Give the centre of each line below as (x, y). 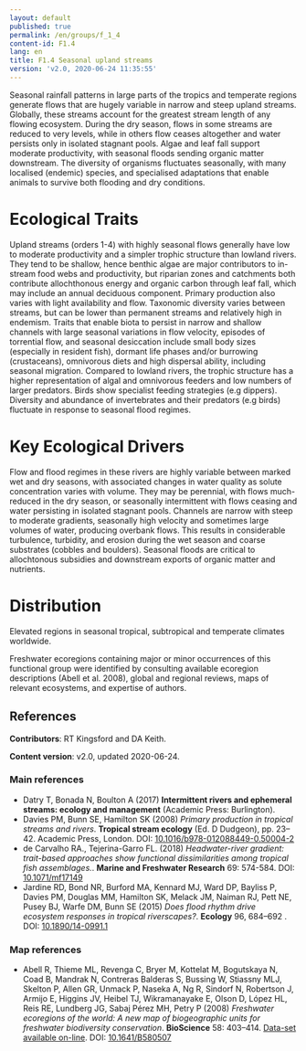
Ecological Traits (74, 219)
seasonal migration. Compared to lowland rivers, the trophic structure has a (152, 370)
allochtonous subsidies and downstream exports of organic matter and (142, 559)
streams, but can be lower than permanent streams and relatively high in (146, 313)
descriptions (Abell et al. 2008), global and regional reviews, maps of (139, 678)
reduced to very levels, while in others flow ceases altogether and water (145, 133)
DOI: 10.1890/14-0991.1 (65, 926)
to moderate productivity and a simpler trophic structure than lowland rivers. (153, 254)
